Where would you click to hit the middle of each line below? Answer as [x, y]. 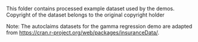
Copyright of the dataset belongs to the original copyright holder [86, 15]
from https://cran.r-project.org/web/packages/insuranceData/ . [83, 33]
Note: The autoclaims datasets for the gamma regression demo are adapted [99, 26]
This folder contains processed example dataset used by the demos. [90, 9]
